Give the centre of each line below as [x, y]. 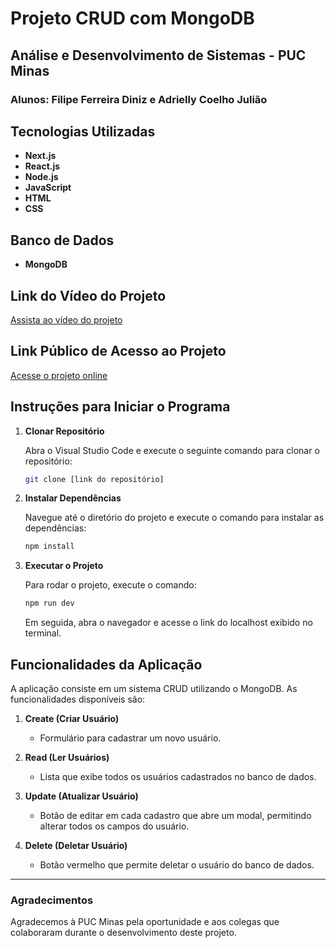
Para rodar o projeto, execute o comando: [110, 585]
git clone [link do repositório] [94, 479]
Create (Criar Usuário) [72, 718]
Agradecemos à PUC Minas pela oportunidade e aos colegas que [145, 922]
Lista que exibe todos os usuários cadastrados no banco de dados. [178, 776]
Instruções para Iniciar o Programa [120, 407]
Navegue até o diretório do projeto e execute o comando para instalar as [174, 518]
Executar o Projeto [64, 566]
